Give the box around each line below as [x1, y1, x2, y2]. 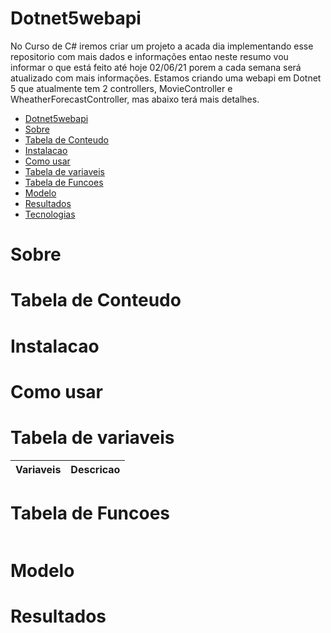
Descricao [70, 462, 121, 476]
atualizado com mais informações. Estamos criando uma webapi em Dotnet [10, 72, 322, 84]
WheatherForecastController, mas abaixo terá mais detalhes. [10, 93, 260, 105]
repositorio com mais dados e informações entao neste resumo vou [10, 50, 289, 62]
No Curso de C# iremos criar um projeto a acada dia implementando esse [10, 40, 314, 52]
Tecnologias [24, 208, 76, 220]
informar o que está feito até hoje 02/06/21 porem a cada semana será [10, 61, 302, 73]
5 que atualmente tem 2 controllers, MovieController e [10, 82, 233, 94]
